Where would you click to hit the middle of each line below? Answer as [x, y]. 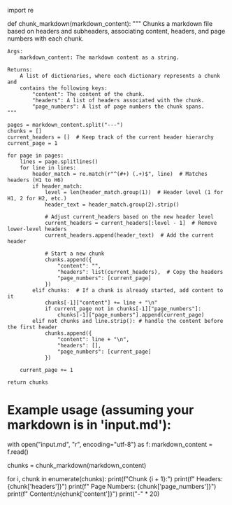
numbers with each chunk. [45, 39]
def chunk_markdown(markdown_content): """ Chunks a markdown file [110, 23]
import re [20, 10]
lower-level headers [37, 229]
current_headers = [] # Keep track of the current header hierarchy [111, 137]
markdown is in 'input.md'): [89, 425]
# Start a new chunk [74, 254]
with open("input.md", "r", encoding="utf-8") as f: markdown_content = [110, 444]
